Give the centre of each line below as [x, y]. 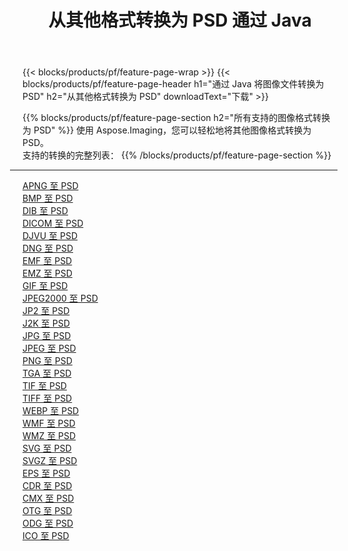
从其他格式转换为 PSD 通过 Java [180, 20]
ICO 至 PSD [46, 536]
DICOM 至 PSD [53, 223]
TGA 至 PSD [47, 373]
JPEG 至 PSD [49, 348]
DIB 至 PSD [45, 211]
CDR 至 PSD [47, 486]
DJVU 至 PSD [50, 236]
